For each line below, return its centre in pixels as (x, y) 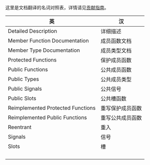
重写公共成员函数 (121, 118)
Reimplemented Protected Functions (52, 108)
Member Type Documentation (44, 50)
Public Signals (25, 89)
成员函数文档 (116, 41)
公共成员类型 (116, 79)
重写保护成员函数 (121, 108)
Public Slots (22, 98)
